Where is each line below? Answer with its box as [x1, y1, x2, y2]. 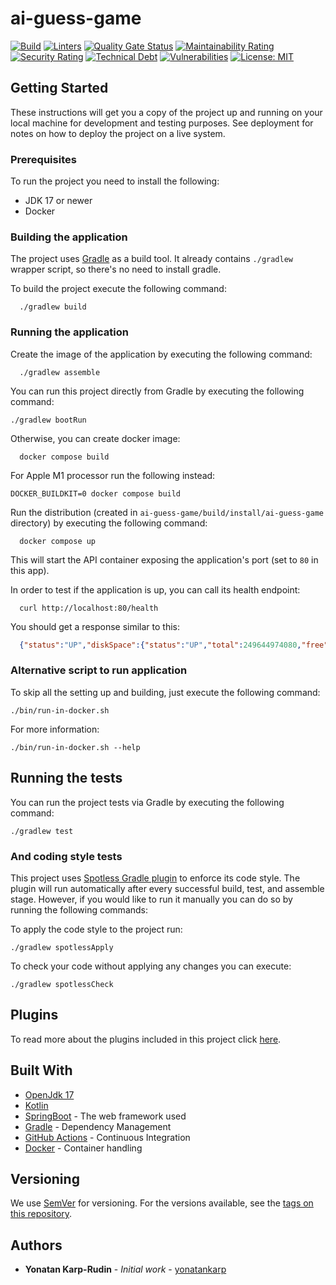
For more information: [10, 723, 100, 735]
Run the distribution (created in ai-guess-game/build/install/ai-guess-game [10, 506, 324, 518]
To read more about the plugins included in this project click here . [10, 1033, 282, 1045]
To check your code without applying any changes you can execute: [10, 960, 292, 972]
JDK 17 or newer [24, 195, 93, 207]
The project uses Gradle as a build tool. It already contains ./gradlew [10, 253, 293, 265]
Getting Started [10, 80, 109, 97]
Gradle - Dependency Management [24, 1120, 172, 1132]
